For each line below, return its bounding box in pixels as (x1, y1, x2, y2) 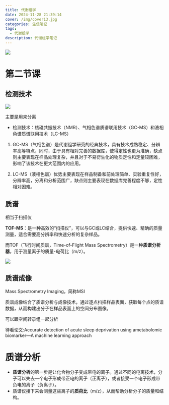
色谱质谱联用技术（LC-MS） (12, 131, 71, 137)
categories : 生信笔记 (5, 21, 48, 27)
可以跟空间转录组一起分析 (5, 316, 58, 322)
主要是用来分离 (5, 113, 36, 120)
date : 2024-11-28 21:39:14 (5, 12, 62, 17)
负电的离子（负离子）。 (12, 382, 59, 388)
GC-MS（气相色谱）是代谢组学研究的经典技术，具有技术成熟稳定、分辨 (12, 141, 160, 147)
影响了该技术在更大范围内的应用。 (12, 160, 83, 166)
